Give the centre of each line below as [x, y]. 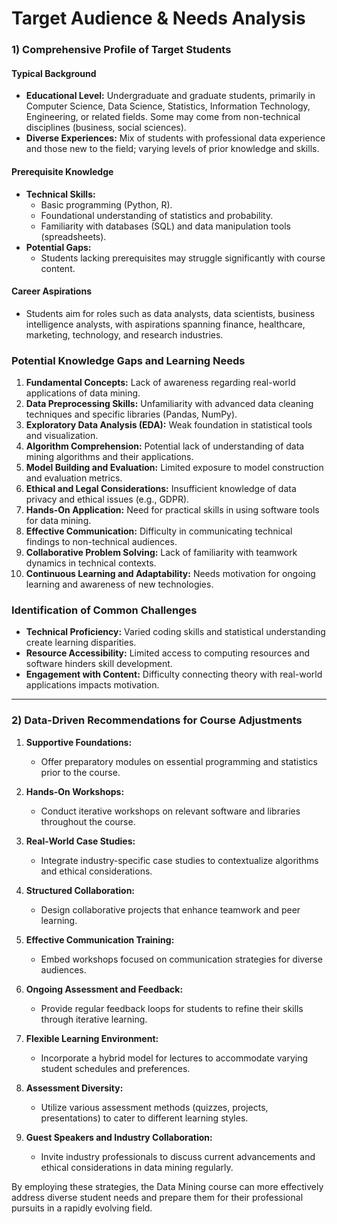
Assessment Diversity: [74, 1088]
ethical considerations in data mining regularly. [137, 1167]
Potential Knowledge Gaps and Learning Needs [128, 360]
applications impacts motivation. [92, 685]
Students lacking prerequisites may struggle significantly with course [183, 258]
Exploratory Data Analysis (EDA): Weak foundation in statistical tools [169, 425]
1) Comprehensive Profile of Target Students [121, 50]
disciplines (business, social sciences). [106, 128]
